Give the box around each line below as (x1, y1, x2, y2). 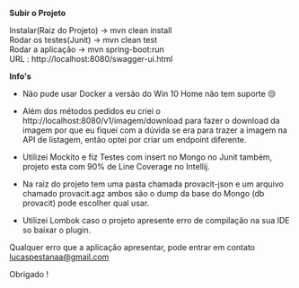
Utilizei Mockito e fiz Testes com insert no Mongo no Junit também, (22, 152, 273, 162)
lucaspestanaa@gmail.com (9, 251, 110, 262)
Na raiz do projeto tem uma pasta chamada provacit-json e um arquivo (22, 179, 285, 189)
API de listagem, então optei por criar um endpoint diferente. (22, 135, 247, 144)
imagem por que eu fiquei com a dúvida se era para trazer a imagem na (22, 125, 287, 135)
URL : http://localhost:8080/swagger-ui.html (9, 54, 173, 64)
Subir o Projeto (9, 8, 66, 18)
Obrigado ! (9, 269, 49, 279)
